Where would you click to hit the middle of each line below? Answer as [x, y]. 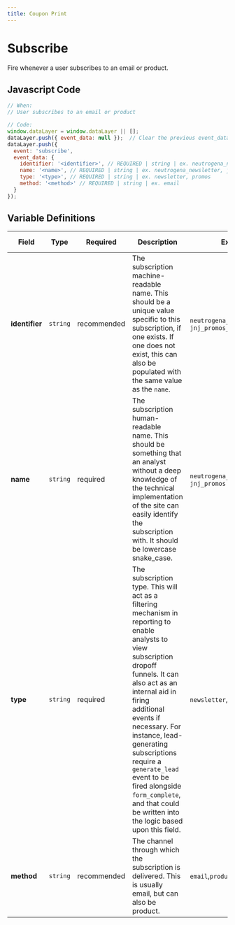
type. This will [155, 587]
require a [147, 761]
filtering [145, 604]
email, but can [155, 894]
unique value [153, 310]
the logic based [157, 821]
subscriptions [154, 753]
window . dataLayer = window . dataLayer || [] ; [73, 131]
